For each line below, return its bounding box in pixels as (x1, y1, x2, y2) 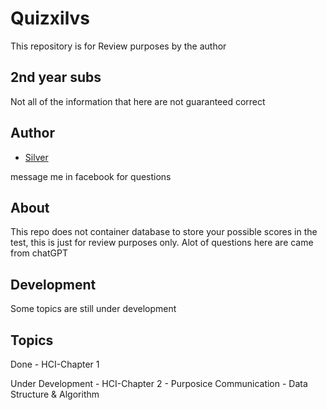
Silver (24, 151, 49, 163)
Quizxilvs (10, 7, 90, 30)
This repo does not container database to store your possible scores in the (10, 226, 318, 238)
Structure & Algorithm (10, 388, 100, 400)
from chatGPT (10, 247, 68, 259)
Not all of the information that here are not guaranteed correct (10, 95, 266, 107)
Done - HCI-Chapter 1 (10, 358, 100, 370)
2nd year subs (10, 69, 102, 86)
